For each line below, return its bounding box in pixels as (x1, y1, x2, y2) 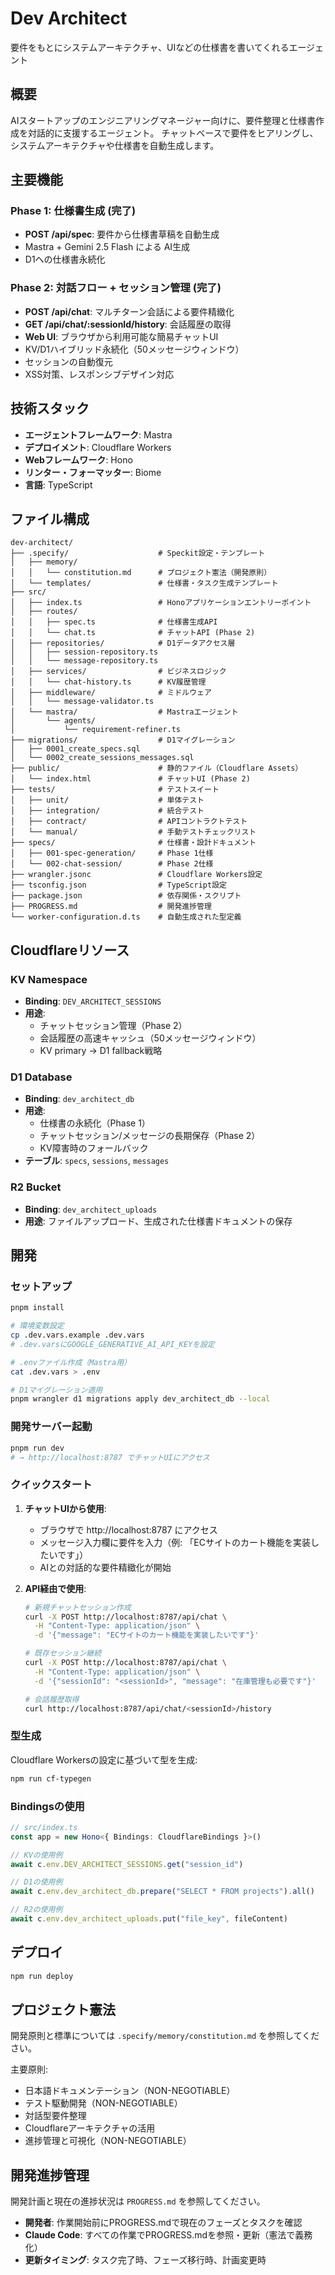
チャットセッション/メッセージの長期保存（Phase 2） (39, 1130, 261, 1142)
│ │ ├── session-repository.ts (10, 647, 159, 657)
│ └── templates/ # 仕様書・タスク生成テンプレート (10, 578, 279, 589)
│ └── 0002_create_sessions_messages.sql (10, 753, 195, 763)
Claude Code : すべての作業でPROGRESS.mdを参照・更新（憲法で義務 (24, 2229, 313, 2241)
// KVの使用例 (10, 1850, 63, 1860)
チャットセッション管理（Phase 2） (39, 1020, 188, 1032)
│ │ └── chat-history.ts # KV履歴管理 (10, 677, 207, 687)
